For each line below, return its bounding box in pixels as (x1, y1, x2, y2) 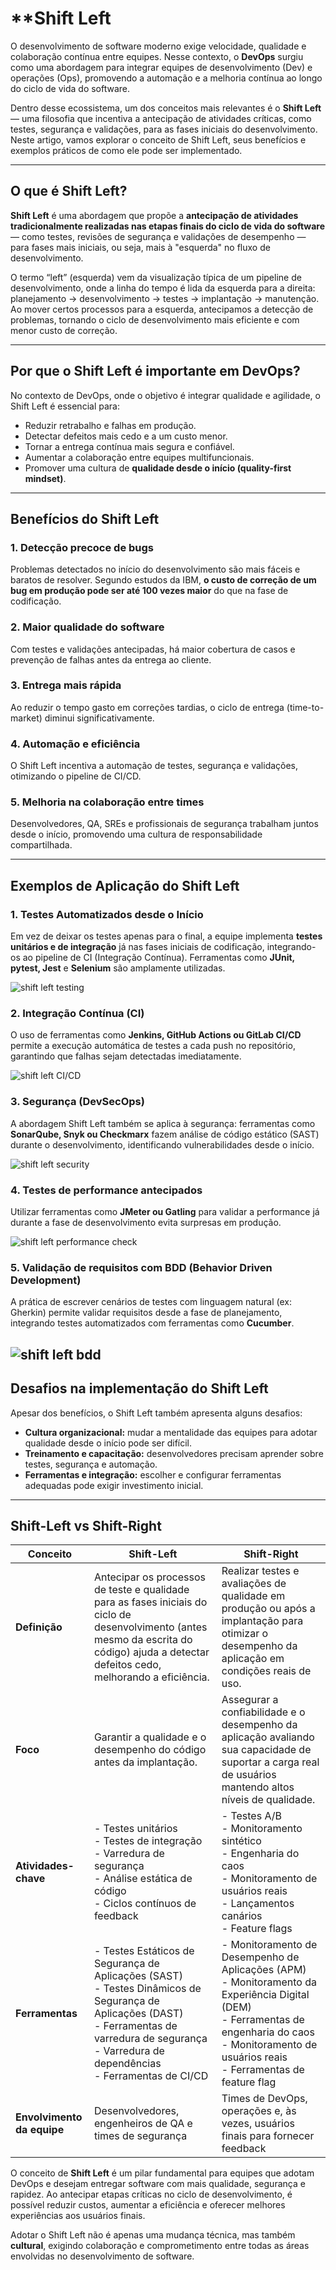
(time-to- (286, 701, 325, 713)
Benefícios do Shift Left (10, 510, 160, 527)
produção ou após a (221, 1602, 316, 1616)
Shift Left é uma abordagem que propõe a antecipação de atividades (10, 209, 299, 221)
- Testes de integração (93, 1834, 203, 1848)
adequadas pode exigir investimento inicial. (24, 1479, 204, 1491)
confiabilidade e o (221, 1705, 306, 1719)
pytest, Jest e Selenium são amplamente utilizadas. (10, 962, 226, 974)
